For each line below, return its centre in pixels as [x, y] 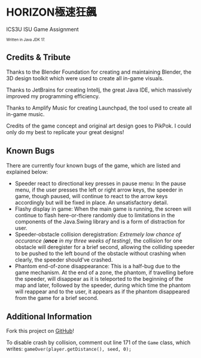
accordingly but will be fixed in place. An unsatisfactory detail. [92, 202]
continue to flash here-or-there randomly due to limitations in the [95, 215]
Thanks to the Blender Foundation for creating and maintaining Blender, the [99, 72]
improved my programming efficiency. [53, 96]
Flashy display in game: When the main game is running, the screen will [103, 209]
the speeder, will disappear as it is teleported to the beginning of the [99, 278]
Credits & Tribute [38, 57]
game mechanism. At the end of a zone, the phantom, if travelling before [104, 272]
